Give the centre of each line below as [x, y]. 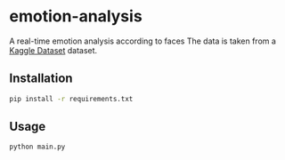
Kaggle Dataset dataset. [53, 50]
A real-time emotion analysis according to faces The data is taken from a [142, 41]
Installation [41, 79]
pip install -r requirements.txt [71, 99]
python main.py [37, 147]
